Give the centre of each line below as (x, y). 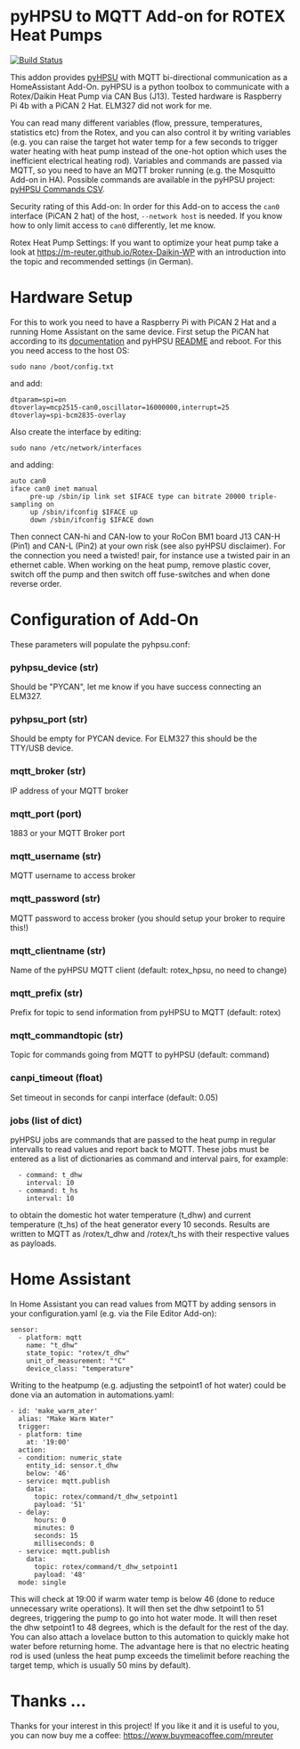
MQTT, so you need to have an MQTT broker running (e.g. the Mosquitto (143, 170)
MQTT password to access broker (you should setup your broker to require (148, 918)
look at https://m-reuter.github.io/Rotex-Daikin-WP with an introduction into (148, 252)
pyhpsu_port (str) (49, 720)
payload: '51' (60, 1505)
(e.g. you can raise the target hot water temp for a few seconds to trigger (144, 142)
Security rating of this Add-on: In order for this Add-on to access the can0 (145, 206)
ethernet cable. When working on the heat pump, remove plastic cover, (140, 565)
